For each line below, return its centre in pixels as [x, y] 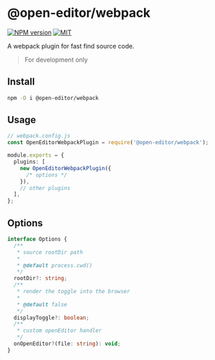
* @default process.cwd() [54, 265]
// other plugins [45, 188]
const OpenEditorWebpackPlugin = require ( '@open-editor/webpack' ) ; [108, 143]
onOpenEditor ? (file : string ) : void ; [67, 344]
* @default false [42, 304]
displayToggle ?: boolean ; [52, 318]
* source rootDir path [50, 252]
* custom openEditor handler [59, 331]
